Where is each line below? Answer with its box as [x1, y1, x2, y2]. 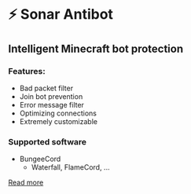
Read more [8, 178, 44, 188]
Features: [8, 65, 46, 76]
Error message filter [19, 100, 85, 109]
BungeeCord [19, 154, 61, 164]
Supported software [8, 136, 87, 147]
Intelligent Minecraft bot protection [8, 42, 184, 55]
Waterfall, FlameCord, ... [31, 163, 110, 172]
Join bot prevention [19, 91, 83, 101]
